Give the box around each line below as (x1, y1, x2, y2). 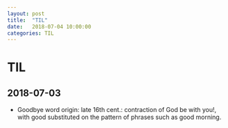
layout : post (7, 10, 45, 17)
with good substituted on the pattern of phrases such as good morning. (17, 113, 222, 122)
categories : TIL (7, 29, 54, 37)
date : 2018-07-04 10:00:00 (7, 23, 91, 30)
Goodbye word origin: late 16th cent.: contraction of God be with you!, (17, 106, 217, 114)
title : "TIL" (7, 17, 49, 24)
